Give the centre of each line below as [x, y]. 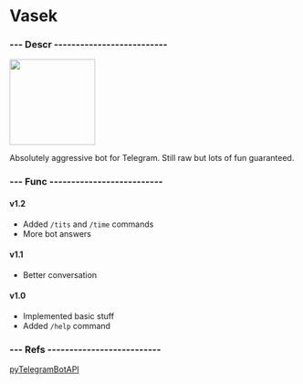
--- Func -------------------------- [86, 182]
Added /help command [67, 326]
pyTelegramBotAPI [44, 369]
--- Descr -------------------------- [89, 45]
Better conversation [60, 274]
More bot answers [57, 233]
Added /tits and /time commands [88, 224]
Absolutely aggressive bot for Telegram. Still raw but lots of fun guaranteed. [152, 158]
